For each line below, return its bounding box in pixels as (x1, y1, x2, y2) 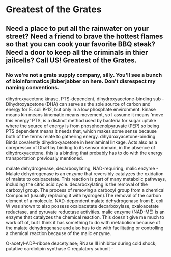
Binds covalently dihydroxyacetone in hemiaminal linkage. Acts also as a (6, 139, 157, 145)
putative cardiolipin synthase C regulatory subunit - (6, 245, 113, 251)
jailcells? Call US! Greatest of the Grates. (6, 56, 137, 64)
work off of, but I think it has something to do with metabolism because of (6, 219, 161, 225)
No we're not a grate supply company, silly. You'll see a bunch (6, 71, 162, 78)
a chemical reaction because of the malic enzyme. (6, 230, 111, 236)
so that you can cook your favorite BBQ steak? (6, 40, 156, 49)
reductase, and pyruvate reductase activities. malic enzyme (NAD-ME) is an (6, 208, 165, 215)
